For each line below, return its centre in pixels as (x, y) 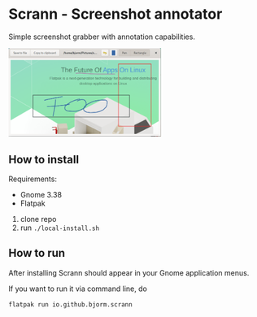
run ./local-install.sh (60, 228)
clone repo (38, 219)
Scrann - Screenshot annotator (115, 14)
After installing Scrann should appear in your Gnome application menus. (129, 272)
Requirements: (33, 179)
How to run (37, 253)
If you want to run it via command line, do (78, 289)
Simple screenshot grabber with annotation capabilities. (102, 37)
